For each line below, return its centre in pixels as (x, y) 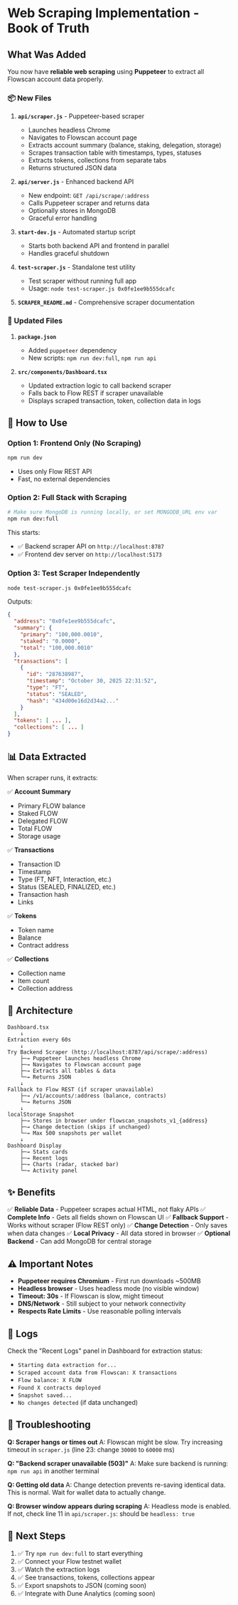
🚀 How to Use (37, 423)
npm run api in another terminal (53, 1471)
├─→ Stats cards (44, 1152)
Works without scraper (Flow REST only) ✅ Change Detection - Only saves (118, 1225)
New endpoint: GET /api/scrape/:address (89, 196)
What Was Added (47, 54)
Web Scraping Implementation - (103, 13)
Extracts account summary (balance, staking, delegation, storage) (125, 145)
